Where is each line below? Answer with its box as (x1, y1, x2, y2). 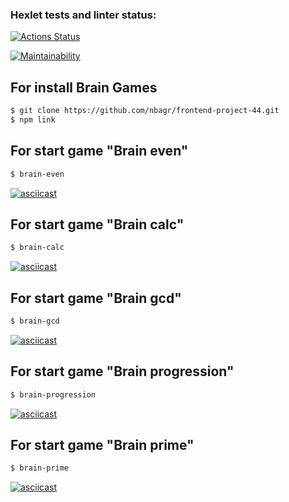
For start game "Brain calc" (10, 216, 185, 233)
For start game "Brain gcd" (10, 289, 182, 307)
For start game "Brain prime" (10, 437, 195, 453)
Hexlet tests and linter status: (10, 8, 157, 22)
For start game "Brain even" (10, 143, 189, 160)
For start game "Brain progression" (10, 363, 235, 380)
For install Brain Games (10, 79, 158, 96)
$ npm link (10, 114, 56, 125)
